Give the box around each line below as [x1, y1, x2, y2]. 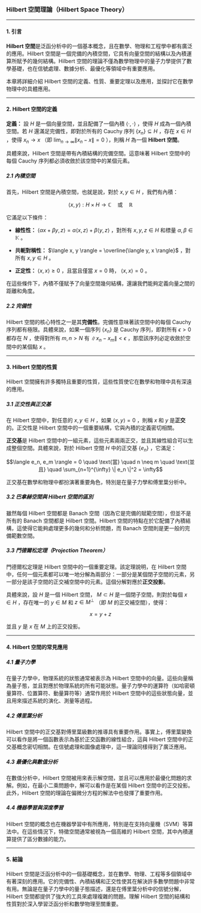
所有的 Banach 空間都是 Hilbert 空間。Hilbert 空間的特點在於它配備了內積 [6, 517, 186, 524]
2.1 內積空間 [6, 172, 36, 179]
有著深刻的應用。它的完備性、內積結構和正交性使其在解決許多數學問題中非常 [6, 878, 195, 885]
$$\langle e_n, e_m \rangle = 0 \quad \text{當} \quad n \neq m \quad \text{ [6, 458, 190, 465]
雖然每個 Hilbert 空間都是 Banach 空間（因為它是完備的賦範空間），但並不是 [6, 509, 191, 516]
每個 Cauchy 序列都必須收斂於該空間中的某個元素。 [6, 157, 133, 164]
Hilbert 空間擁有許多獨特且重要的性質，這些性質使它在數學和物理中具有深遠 [6, 378, 192, 385]
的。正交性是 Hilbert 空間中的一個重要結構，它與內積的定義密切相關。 [6, 424, 178, 431]
